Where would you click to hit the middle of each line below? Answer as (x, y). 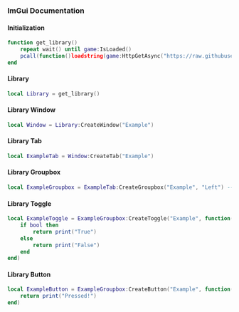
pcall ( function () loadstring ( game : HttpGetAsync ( (92, 56)
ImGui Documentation (46, 11)
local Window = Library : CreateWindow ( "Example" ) (81, 125)
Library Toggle (30, 203)
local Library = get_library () (54, 94)
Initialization (26, 28)
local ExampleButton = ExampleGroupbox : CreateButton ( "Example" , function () (122, 290)
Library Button (29, 274)
